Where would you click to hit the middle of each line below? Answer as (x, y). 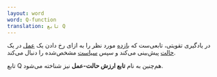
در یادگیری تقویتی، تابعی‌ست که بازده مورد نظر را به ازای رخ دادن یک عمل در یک (109, 46)
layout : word (26, 13)
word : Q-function (32, 20)
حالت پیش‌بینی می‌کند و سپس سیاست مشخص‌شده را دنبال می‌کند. (91, 52)
